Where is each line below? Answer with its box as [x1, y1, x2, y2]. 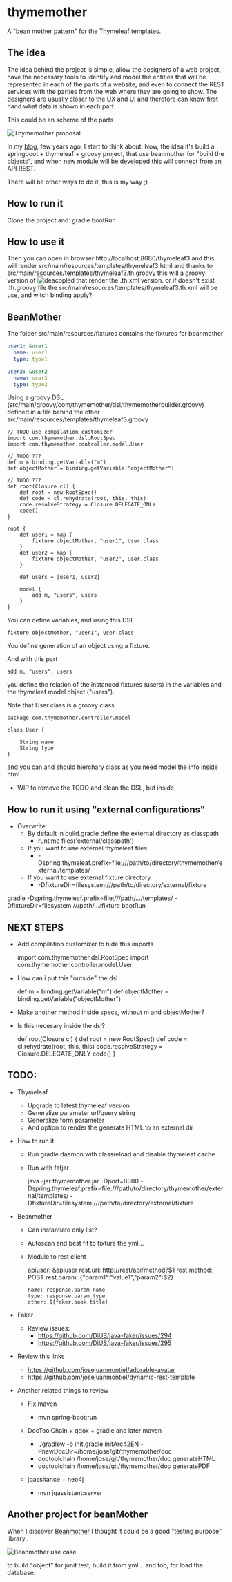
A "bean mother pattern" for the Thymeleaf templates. [7, 27, 162, 35]
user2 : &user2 [7, 368, 48, 375]
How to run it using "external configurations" [7, 803, 206, 815]
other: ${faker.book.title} [27, 1298, 108, 1306]
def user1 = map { [19, 531, 72, 539]
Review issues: [27, 1324, 70, 1332]
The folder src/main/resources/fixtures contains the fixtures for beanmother [7, 330, 224, 338]
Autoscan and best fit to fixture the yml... [27, 1239, 144, 1247]
